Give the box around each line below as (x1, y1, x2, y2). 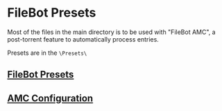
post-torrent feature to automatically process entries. (7, 35, 160, 43)
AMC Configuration (7, 92, 94, 104)
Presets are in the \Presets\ (7, 49, 87, 57)
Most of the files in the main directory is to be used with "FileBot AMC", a (7, 28, 216, 36)
